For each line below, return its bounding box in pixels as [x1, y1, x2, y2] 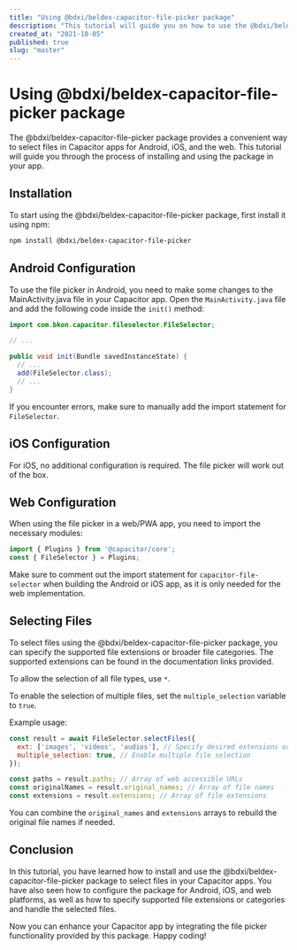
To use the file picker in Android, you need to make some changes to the [9, 284, 274, 295]
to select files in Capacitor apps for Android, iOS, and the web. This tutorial [9, 142, 282, 152]
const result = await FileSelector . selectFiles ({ [9, 734, 196, 743]
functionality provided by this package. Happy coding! [9, 930, 207, 940]
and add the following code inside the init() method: [9, 303, 205, 314]
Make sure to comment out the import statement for [9, 569, 198, 580]
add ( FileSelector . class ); [17, 369, 113, 378]
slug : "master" [9, 46, 65, 55]
